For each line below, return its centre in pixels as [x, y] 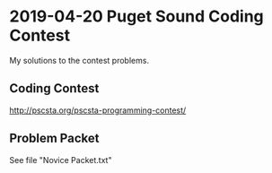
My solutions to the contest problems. [79, 60]
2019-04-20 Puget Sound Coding [137, 17]
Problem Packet [54, 138]
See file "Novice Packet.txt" [61, 160]
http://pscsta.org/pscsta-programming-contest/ [98, 110]
